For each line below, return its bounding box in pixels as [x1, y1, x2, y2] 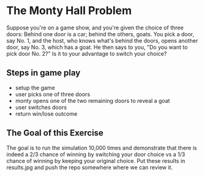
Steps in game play [6, 68, 81, 78]
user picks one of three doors [15, 90, 91, 98]
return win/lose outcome [15, 110, 78, 117]
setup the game [15, 84, 55, 91]
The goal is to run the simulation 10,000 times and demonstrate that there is [6, 144, 197, 151]
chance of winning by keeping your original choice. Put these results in [6, 157, 186, 164]
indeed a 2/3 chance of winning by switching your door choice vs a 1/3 [6, 151, 186, 158]
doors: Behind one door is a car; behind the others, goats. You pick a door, [6, 30, 195, 37]
